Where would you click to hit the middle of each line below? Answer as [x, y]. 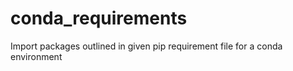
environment [36, 56]
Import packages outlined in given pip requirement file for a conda [146, 46]
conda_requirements [99, 18]
